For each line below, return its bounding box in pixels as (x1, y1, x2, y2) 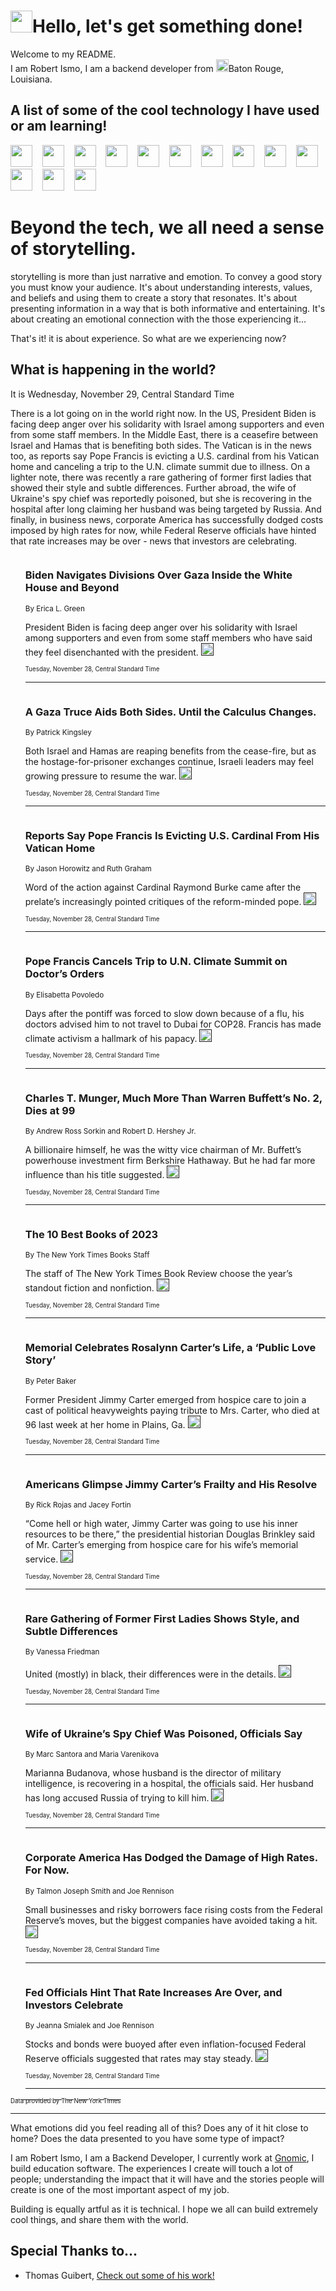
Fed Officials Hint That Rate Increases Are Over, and (24, 1985, 283, 1999)
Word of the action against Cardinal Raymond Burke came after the (24, 881, 302, 894)
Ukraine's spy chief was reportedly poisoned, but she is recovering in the (10, 492, 312, 504)
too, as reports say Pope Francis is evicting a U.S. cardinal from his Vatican (10, 450, 320, 462)
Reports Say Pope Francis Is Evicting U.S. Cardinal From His (24, 829, 320, 843)
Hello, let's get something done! (32, 15, 304, 38)
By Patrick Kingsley (24, 728, 92, 738)
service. (24, 1553, 59, 1565)
